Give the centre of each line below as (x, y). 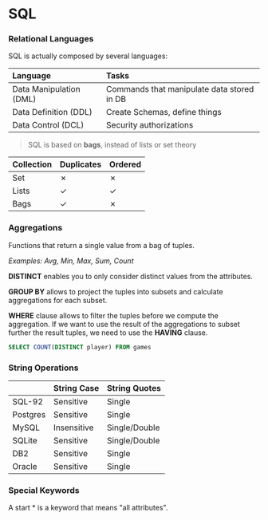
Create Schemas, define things (164, 112)
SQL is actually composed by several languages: (88, 56)
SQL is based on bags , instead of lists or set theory (112, 145)
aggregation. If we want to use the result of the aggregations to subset (124, 324)
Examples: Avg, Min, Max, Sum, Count (71, 261)
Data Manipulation (47, 89)
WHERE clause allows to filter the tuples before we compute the (114, 315)
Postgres (29, 414)
